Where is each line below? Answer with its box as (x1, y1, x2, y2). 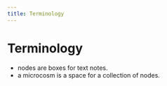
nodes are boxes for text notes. (17, 64, 108, 72)
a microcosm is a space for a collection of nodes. (17, 71, 160, 79)
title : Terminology (7, 10, 65, 17)
